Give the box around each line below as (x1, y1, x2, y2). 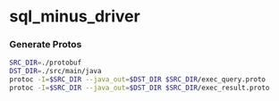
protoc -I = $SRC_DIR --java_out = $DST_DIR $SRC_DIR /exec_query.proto (9, 75, 266, 84)
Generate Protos (9, 38, 82, 51)
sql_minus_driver (9, 6, 140, 27)
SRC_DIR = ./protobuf (9, 58, 82, 68)
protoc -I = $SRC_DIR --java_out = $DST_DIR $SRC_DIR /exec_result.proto (9, 83, 270, 93)
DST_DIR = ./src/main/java (9, 67, 102, 76)
